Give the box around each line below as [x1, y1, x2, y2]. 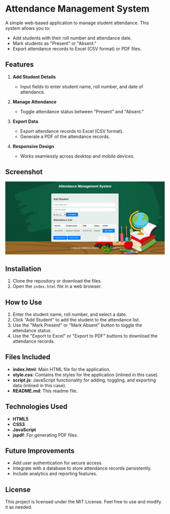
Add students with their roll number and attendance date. [12, 35, 132, 41]
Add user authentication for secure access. [12, 460, 103, 466]
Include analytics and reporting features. [12, 471, 98, 477]
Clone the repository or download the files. [12, 278, 102, 284]
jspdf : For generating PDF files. [12, 432, 78, 438]
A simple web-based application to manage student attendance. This [5, 20, 149, 26]
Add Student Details [12, 74, 56, 80]
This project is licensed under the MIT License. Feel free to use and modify [5, 499, 161, 505]
